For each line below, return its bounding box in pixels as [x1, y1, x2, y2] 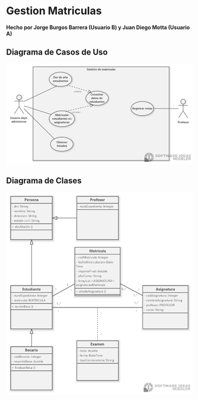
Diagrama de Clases [6, 176, 82, 186]
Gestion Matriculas [6, 4, 102, 18]
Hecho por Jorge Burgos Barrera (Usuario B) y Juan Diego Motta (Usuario [6, 24, 190, 31]
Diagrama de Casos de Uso [6, 47, 108, 57]
